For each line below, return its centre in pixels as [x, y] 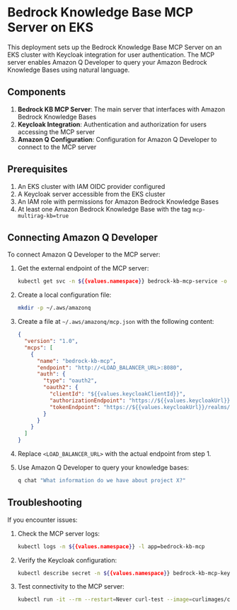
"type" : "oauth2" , [70, 381]
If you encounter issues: [42, 520]
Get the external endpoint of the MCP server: [83, 268]
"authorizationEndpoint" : [87, 401]
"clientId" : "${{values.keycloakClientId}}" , [117, 394]
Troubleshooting [45, 502]
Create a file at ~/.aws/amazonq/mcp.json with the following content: [116, 322]
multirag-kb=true [43, 216]
